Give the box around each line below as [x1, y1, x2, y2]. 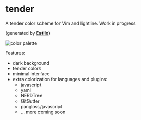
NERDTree [20, 92, 43, 98]
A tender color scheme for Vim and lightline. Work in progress [5, 20, 136, 26]
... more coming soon [20, 109, 66, 115]
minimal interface [12, 70, 50, 77]
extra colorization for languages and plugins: [12, 76, 108, 82]
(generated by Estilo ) [5, 30, 50, 36]
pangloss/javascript [20, 103, 63, 109]
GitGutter [20, 98, 40, 104]
